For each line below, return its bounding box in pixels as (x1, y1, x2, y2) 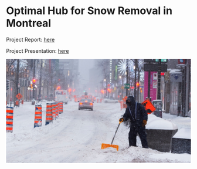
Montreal (6, 16, 52, 30)
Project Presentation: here (6, 47, 69, 54)
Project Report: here (6, 36, 55, 43)
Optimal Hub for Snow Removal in (6, 4, 173, 18)
